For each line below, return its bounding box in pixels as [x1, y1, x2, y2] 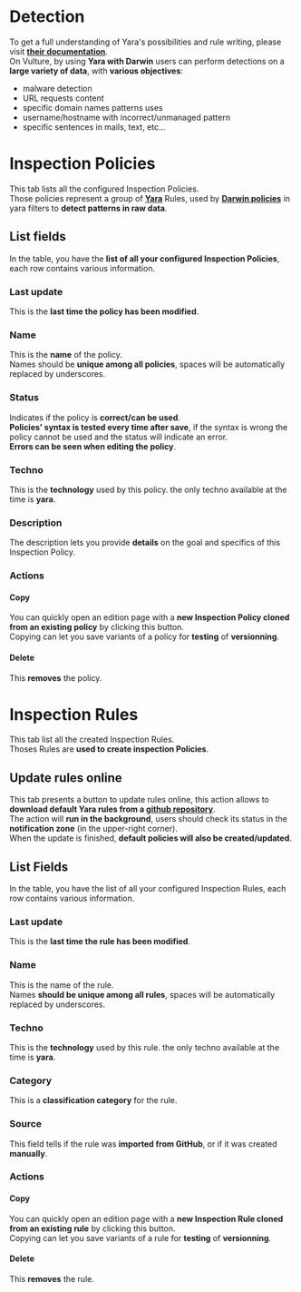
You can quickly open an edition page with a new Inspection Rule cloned [9, 1213, 284, 1224]
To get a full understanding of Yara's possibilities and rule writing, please [9, 36, 282, 47]
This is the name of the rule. [9, 979, 114, 991]
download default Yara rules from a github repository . [9, 804, 216, 814]
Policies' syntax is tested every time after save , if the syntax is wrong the [9, 421, 288, 432]
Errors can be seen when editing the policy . [9, 440, 177, 451]
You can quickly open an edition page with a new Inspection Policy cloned [9, 612, 290, 623]
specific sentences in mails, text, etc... [22, 121, 166, 133]
